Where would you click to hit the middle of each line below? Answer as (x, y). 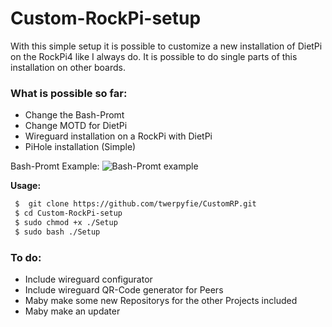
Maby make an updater (72, 311)
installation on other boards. (68, 67)
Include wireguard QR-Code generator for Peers (124, 290)
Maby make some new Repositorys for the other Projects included (161, 301)
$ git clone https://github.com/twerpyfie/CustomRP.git (135, 204)
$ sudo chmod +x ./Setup (66, 222)
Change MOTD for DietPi (76, 126)
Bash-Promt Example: (55, 166)
